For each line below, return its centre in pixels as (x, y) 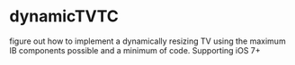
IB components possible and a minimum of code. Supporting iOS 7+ (135, 50)
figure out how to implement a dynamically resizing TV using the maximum (147, 41)
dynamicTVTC (64, 16)
